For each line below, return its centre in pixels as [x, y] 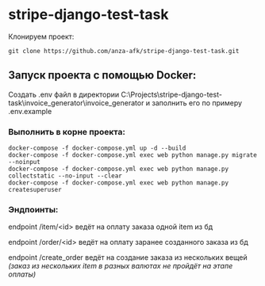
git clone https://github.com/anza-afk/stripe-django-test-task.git [124, 51]
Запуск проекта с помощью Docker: [102, 76]
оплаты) [22, 274]
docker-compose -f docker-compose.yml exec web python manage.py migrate [133, 155]
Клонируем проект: [41, 36]
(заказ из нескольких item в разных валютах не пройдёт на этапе [121, 266]
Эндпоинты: [33, 209]
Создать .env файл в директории [64, 94]
